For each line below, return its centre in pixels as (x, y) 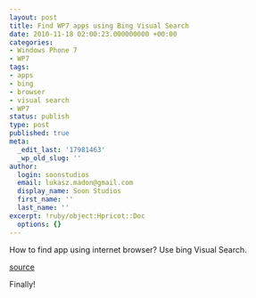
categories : (31, 42)
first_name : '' (45, 200)
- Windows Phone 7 (43, 51)
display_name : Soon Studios (70, 191)
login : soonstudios (54, 174)
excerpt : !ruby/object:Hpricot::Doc (77, 216)
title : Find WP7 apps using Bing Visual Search (99, 26)
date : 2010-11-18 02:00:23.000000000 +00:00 (93, 34)
